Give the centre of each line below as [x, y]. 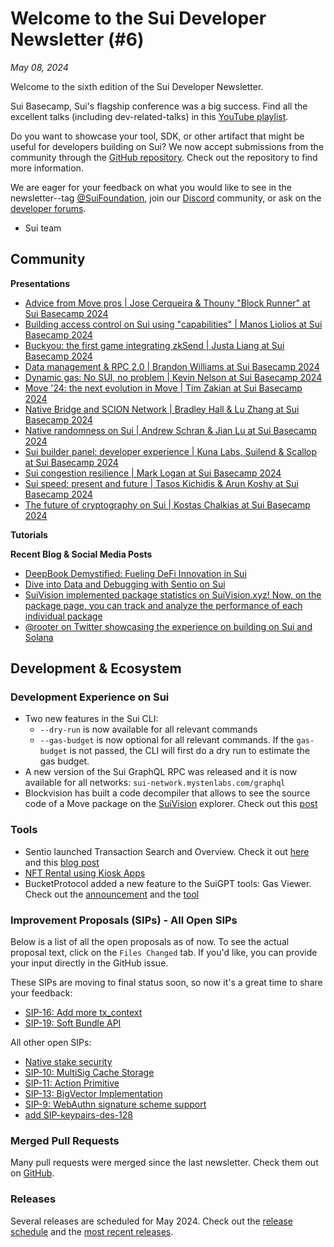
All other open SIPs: [51, 1043]
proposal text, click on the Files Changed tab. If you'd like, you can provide [164, 953]
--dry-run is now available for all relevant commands [148, 729]
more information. [47, 168]
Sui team [43, 228]
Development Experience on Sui [90, 697]
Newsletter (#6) [77, 39]
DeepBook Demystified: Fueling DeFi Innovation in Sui [135, 573]
